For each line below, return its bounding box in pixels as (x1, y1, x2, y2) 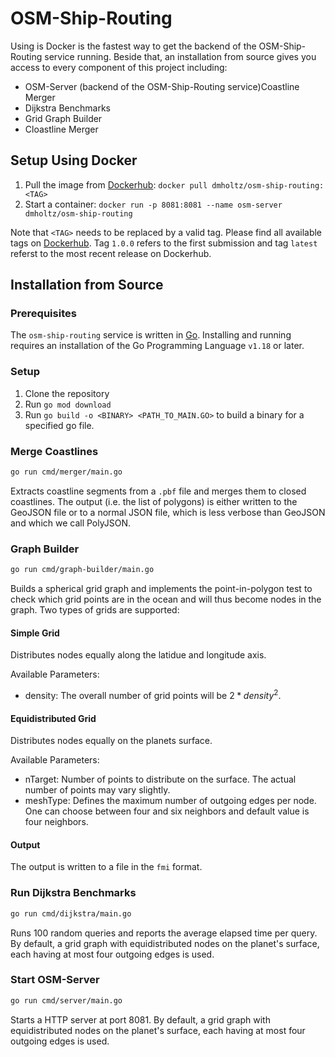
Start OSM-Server (10, 973, 100, 987)
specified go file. (24, 419, 95, 431)
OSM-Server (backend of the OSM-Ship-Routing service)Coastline (24, 80, 300, 92)
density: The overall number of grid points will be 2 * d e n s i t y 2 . (24, 688, 282, 701)
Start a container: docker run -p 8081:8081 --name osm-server (24, 198, 283, 210)
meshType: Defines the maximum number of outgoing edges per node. (24, 795, 317, 807)
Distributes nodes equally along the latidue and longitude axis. (10, 649, 267, 661)
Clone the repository (24, 387, 110, 399)
